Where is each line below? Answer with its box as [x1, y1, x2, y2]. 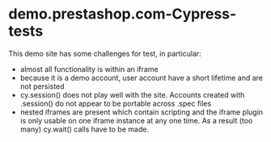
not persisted [19, 81, 65, 91]
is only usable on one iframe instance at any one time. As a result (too [19, 115, 253, 125]
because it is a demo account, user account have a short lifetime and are [19, 73, 264, 82]
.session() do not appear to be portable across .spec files [19, 98, 212, 108]
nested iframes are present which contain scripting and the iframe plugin [19, 106, 264, 117]
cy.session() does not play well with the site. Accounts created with [19, 90, 245, 99]
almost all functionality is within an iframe [19, 64, 159, 73]
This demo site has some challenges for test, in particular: [8, 48, 202, 58]
